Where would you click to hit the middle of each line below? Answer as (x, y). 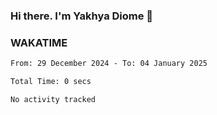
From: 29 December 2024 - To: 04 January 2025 (109, 64)
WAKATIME (39, 42)
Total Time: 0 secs (51, 82)
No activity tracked (53, 99)
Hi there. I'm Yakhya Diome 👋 (82, 16)
